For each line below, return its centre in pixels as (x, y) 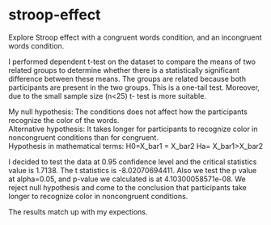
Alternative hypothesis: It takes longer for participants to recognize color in (133, 129)
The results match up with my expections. (78, 211)
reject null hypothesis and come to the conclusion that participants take (127, 187)
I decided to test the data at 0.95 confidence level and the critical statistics (133, 161)
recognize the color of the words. (64, 120)
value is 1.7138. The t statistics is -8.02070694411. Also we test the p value (133, 170)
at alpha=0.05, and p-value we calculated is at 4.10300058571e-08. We (127, 179)
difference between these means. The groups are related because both (127, 79)
